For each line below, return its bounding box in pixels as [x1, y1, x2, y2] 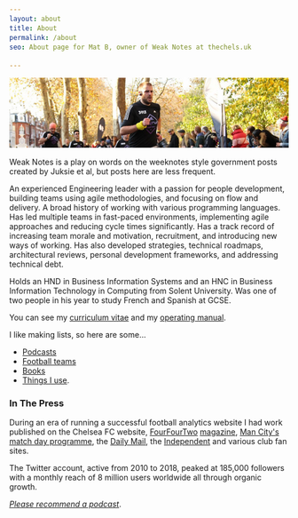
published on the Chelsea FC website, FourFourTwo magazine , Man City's [9, 426, 279, 437]
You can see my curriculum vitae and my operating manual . [9, 312, 226, 323]
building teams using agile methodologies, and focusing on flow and [9, 193, 259, 203]
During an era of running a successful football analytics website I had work [9, 418, 283, 428]
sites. [9, 445, 29, 457]
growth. [9, 482, 38, 492]
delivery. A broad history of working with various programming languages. [9, 203, 281, 213]
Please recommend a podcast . [9, 498, 122, 510]
